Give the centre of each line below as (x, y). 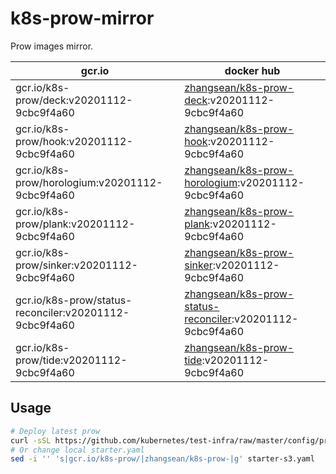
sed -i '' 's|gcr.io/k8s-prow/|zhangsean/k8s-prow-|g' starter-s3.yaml (162, 459)
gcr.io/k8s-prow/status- (74, 300)
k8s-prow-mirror (82, 18)
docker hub (252, 70)
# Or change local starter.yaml (77, 450)
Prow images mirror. (52, 46)
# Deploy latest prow (55, 431)
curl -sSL (31, 440)
